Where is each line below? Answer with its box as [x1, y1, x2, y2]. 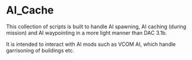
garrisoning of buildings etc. [6, 46, 75, 54]
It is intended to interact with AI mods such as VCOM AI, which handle [6, 41, 176, 48]
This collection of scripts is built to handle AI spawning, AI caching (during [6, 23, 187, 30]
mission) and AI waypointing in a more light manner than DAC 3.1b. [6, 29, 167, 36]
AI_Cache [6, 4, 54, 17]
